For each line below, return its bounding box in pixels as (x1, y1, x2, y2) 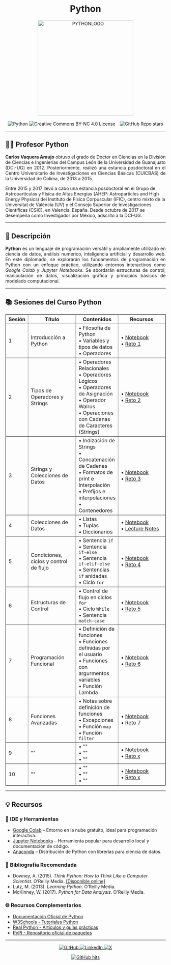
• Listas (78, 516, 97, 523)
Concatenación (78, 456, 116, 463)
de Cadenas (78, 463, 108, 470)
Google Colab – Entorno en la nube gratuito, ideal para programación (12, 827, 157, 833)
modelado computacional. (5, 278, 60, 284)
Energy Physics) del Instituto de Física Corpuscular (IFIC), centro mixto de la (5, 196, 165, 202)
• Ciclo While (78, 605, 110, 612)
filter (78, 736, 95, 742)
